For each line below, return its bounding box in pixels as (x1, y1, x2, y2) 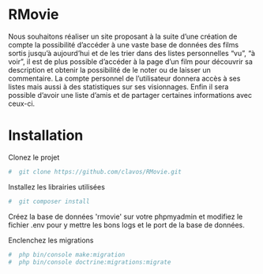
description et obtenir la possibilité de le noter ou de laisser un (8, 65, 212, 74)
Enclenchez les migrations (8, 235, 94, 245)
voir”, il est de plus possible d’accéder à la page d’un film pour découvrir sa (8, 57, 253, 66)
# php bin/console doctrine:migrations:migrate (8, 258, 171, 266)
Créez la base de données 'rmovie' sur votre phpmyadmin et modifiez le (8, 212, 243, 221)
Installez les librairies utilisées (8, 182, 105, 191)
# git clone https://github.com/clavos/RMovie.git (8, 167, 182, 175)
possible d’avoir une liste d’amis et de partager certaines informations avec (8, 90, 253, 99)
